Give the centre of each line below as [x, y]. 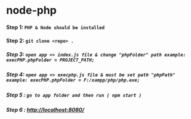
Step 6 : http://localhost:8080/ [45, 110]
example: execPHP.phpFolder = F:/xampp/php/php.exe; [73, 80]
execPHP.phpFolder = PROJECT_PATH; [50, 60]
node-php [31, 10]
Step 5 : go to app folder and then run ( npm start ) [74, 95]
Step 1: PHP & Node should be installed [56, 27]
